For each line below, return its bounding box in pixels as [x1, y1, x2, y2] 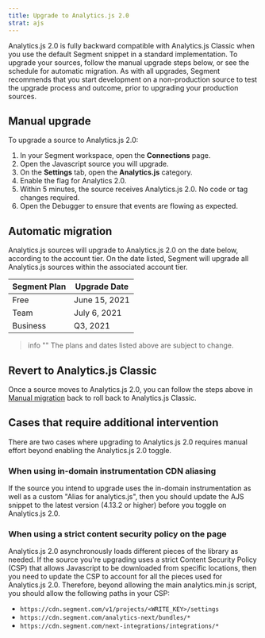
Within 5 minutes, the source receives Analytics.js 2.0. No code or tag [19, 184, 248, 194]
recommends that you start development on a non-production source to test [8, 75, 258, 84]
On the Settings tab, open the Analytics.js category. [19, 167, 193, 177]
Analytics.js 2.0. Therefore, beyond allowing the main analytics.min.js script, [8, 580, 257, 590]
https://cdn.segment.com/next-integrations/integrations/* [19, 622, 220, 631]
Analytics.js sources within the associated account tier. [8, 263, 188, 272]
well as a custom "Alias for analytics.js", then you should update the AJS [8, 492, 244, 502]
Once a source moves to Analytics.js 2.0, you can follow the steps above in [8, 384, 254, 394]
